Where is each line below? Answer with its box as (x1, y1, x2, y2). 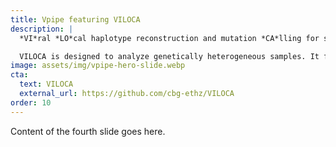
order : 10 (10, 97, 52, 108)
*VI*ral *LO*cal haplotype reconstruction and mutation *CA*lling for (19, 33, 320, 43)
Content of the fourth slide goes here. (10, 125, 166, 137)
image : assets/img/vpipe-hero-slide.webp (10, 61, 186, 71)
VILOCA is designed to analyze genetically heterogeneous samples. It (19, 51, 320, 61)
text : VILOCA (19, 79, 74, 90)
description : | (10, 24, 74, 34)
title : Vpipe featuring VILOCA (10, 14, 141, 25)
